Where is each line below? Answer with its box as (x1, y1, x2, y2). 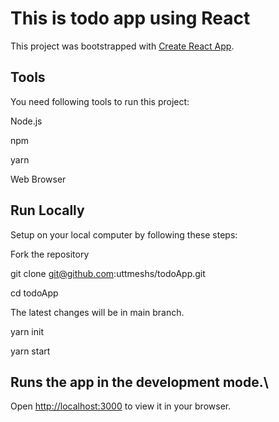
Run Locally (10, 202, 85, 219)
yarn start (10, 345, 51, 357)
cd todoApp (10, 287, 59, 299)
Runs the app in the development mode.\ (10, 373, 269, 391)
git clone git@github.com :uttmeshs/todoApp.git (10, 267, 206, 279)
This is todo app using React (10, 7, 251, 30)
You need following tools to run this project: (10, 95, 190, 107)
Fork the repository (10, 248, 90, 260)
